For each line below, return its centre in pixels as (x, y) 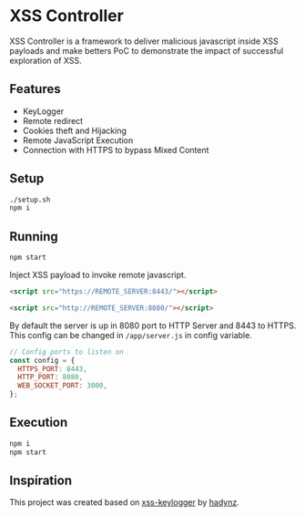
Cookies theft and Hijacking (75, 130)
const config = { (42, 360)
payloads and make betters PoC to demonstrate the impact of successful (147, 50)
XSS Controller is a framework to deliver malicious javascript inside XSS (144, 41)
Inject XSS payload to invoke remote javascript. (98, 275)
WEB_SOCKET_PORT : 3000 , (62, 386)
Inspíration (41, 480)
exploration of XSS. (46, 60)
